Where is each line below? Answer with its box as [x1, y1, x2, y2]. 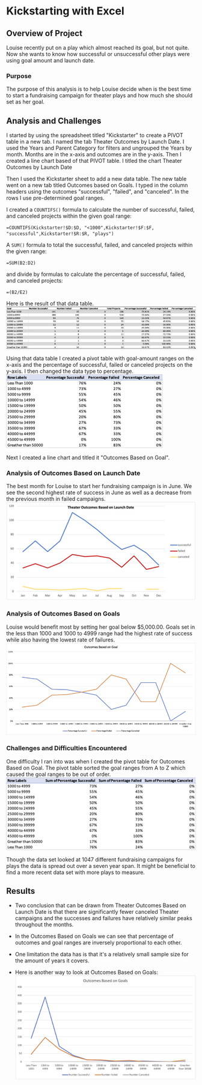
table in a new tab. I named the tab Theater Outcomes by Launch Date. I [6, 138, 185, 145]
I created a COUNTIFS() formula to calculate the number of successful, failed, [6, 206, 195, 213]
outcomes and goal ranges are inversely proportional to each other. [14, 939, 182, 946]
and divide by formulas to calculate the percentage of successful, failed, [6, 270, 186, 278]
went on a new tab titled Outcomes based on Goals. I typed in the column [6, 182, 188, 189]
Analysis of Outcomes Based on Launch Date [6, 469, 141, 477]
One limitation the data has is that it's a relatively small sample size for [14, 951, 189, 958]
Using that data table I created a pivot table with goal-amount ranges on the [6, 355, 194, 362]
